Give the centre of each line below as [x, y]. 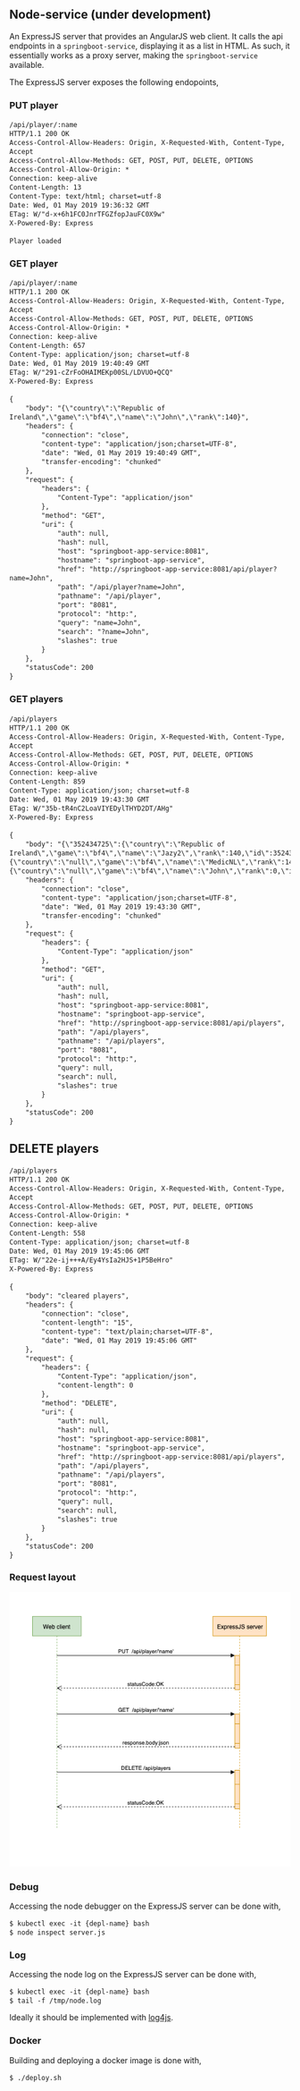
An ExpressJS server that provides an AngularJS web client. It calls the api [146, 36]
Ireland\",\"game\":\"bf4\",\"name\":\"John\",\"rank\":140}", [129, 418]
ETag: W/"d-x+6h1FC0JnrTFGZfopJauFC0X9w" [87, 215]
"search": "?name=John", [103, 632]
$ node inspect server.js [57, 1933]
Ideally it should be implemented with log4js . [92, 2018]
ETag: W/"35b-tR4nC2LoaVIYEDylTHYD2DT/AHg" [92, 808]
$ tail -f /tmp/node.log [55, 2001]
